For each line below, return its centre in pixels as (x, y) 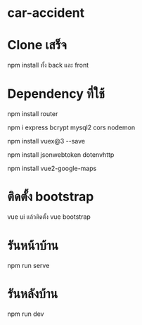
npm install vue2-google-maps (52, 168)
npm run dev (26, 314)
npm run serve (28, 265)
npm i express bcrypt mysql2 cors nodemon (71, 127)
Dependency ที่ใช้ (56, 94)
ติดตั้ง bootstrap (51, 197)
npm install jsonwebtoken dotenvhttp (61, 155)
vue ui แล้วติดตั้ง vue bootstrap (49, 217)
